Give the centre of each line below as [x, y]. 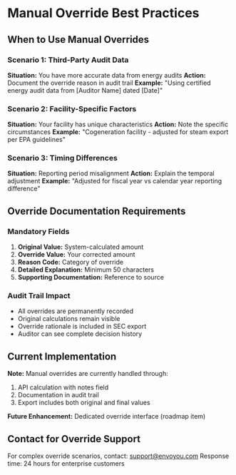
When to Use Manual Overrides [78, 40]
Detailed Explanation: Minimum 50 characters [86, 270]
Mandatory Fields [39, 231]
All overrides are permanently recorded [76, 311]
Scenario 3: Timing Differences [62, 158]
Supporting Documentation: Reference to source [91, 277]
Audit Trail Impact [39, 296]
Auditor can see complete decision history [80, 334]
